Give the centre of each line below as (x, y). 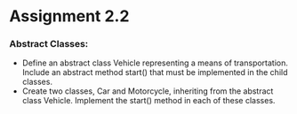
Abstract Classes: (49, 44)
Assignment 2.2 (69, 16)
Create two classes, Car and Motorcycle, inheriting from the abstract (148, 91)
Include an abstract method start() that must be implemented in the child (155, 72)
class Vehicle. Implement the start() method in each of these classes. (148, 101)
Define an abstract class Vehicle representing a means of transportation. (155, 63)
